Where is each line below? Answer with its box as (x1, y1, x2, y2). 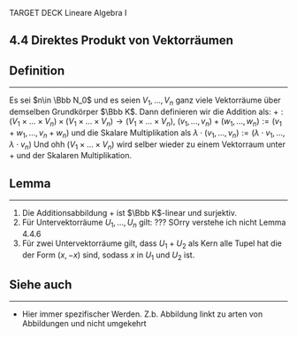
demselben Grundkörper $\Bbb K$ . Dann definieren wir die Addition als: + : (9, 106, 284, 117)
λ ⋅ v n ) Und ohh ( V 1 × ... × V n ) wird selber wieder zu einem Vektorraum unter (9, 139, 286, 151)
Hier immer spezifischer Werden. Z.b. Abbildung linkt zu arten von (21, 309, 263, 319)
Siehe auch (9, 277, 72, 292)
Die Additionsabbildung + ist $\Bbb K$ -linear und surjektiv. (21, 208, 237, 218)
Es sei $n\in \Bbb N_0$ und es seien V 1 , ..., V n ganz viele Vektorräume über (9, 95, 281, 107)
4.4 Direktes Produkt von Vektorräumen (9, 33, 234, 48)
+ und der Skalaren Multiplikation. (9, 150, 133, 161)
